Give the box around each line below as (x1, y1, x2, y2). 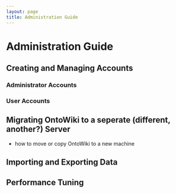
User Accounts (6, 96, 50, 105)
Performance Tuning (6, 177, 84, 187)
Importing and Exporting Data (6, 157, 118, 168)
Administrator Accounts (6, 81, 77, 89)
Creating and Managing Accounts (6, 63, 133, 73)
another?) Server (6, 124, 71, 134)
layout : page (6, 8, 39, 15)
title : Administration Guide (6, 14, 78, 20)
